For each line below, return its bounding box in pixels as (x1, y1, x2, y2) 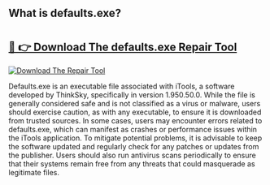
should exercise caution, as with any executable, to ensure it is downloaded (8, 107, 262, 117)
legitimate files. (8, 168, 59, 177)
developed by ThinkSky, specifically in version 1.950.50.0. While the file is (8, 90, 256, 100)
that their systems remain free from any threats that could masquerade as (8, 159, 255, 169)
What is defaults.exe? (8, 6, 122, 20)
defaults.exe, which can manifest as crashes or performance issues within (8, 125, 258, 134)
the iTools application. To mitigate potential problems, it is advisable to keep (8, 133, 263, 143)
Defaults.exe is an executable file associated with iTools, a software (8, 81, 235, 91)
